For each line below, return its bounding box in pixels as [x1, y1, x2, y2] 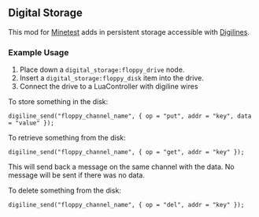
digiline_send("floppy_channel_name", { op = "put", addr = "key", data [8, 112, 252, 121]
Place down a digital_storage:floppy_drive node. [19, 65, 185, 74]
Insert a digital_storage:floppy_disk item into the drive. [19, 73, 205, 83]
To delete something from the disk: [8, 185, 122, 196]
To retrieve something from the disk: [8, 133, 126, 143]
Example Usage [8, 47, 69, 58]
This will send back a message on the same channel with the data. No [8, 162, 235, 172]
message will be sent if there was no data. [8, 170, 146, 180]
